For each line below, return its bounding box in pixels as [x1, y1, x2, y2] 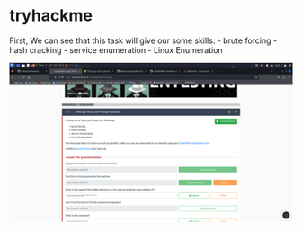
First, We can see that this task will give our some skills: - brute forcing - [9, 35, 277, 46]
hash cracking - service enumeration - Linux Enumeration [9, 44, 223, 55]
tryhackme [9, 5, 93, 26]
